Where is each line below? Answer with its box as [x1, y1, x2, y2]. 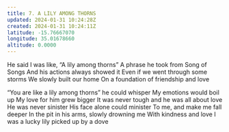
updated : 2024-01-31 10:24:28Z [7, 16, 96, 23]
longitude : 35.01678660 [7, 36, 75, 42]
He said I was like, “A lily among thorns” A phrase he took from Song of [7, 61, 207, 68]
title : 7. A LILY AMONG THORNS [7, 10, 96, 17]
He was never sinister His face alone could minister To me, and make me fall [7, 103, 222, 111]
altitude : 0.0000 [7, 42, 57, 49]
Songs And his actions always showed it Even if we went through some [7, 68, 207, 76]
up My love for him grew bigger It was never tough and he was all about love [7, 96, 223, 103]
